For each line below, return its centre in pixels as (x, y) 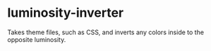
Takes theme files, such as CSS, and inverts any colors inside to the (106, 32)
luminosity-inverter (66, 13)
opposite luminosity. (37, 39)
